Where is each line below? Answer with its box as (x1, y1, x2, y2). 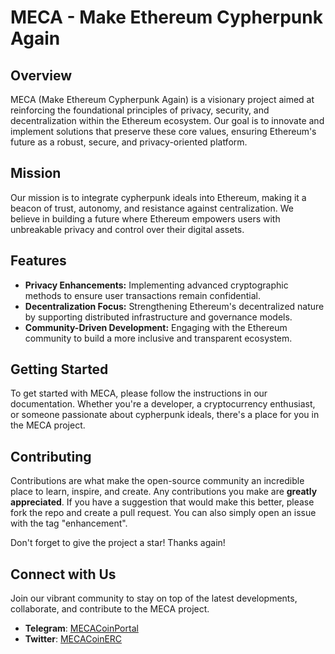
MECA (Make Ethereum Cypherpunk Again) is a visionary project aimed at (10, 94, 315, 105)
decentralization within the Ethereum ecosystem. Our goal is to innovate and (10, 115, 325, 126)
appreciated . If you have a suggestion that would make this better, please (10, 496, 315, 508)
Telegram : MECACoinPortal (24, 622, 139, 635)
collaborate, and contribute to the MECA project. (10, 603, 210, 615)
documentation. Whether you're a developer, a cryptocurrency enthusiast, (10, 398, 316, 410)
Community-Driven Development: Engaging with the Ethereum (24, 321, 288, 333)
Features (10, 252, 67, 270)
